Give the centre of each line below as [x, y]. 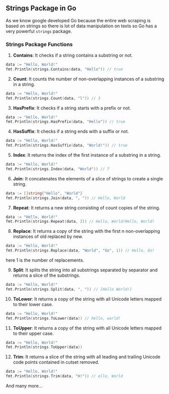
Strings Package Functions [39, 44]
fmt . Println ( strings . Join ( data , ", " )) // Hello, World [65, 198]
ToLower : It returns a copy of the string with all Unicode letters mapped [87, 299]
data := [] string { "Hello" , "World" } [44, 193]
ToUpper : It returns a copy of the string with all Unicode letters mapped [87, 328]
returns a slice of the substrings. [47, 275]
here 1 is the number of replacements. [45, 260]
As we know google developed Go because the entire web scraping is [78, 20]
